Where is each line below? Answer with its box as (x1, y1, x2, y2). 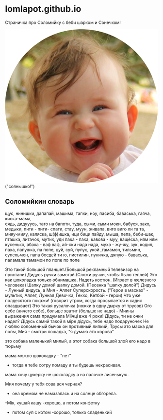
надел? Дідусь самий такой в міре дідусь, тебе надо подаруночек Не (5, 318, 149, 324)
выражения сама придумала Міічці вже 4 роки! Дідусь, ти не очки (5, 313, 143, 319)
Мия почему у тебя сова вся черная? (5, 381, 82, 387)
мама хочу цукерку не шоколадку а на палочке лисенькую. (5, 371, 129, 377)
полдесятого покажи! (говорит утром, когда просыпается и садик (5, 297, 142, 303)
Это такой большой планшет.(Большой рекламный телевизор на (5, 267, 139, 272)
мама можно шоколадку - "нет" (5, 352, 71, 359)
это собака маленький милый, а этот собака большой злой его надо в (5, 338, 151, 344)
